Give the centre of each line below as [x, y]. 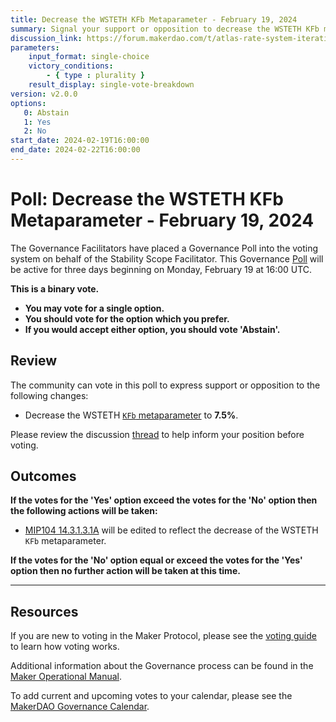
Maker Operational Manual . [66, 677]
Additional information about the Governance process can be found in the [162, 666]
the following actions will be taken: [84, 511]
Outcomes [43, 476]
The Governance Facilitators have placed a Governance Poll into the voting [164, 248]
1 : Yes [37, 122]
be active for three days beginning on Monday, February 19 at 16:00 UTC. [161, 269]
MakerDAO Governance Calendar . [80, 707]
